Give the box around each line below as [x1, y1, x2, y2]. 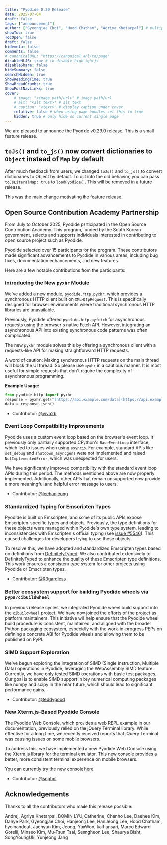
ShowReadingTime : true [5, 77, 52, 82]
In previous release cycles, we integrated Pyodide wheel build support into [5, 605, 158, 611]
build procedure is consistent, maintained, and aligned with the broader [5, 621, 152, 627]
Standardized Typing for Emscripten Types [5, 503, 111, 510]
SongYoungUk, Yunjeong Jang [5, 834, 68, 840]
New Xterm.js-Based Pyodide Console [5, 708, 100, 715]
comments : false [5, 49, 39, 54]
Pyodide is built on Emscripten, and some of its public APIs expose [5, 514, 142, 520]
